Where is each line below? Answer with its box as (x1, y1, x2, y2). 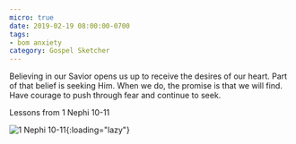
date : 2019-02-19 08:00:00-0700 (9, 21, 130, 30)
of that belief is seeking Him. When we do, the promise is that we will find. (9, 80, 283, 91)
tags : (9, 30, 30, 38)
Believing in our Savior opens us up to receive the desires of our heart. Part (9, 71, 288, 81)
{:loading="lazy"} (65, 124, 130, 135)
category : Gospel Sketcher (9, 47, 110, 55)
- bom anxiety (9, 38, 63, 47)
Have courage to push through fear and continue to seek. (9, 90, 222, 101)
